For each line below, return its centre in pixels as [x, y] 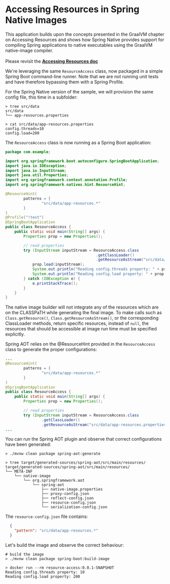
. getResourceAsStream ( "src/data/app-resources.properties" [105, 425]
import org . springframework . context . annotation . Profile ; [67, 180]
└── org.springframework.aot [54, 481]
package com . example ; [28, 152]
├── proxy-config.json [65, 494]
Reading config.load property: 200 [43, 577]
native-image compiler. [29, 50]
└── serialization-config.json [74, 507]
